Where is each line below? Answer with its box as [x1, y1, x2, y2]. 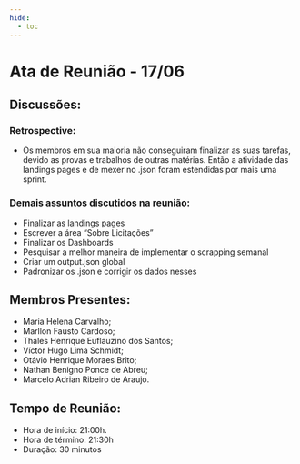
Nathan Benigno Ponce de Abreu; [22, 365, 148, 376]
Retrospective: [9, 125, 76, 136]
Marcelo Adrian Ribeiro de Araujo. [22, 374, 150, 385]
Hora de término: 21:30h [22, 434, 114, 446]
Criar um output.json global [22, 256, 125, 267]
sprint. [22, 174, 47, 185]
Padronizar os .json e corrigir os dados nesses [22, 266, 197, 277]
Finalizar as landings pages [22, 217, 125, 228]
